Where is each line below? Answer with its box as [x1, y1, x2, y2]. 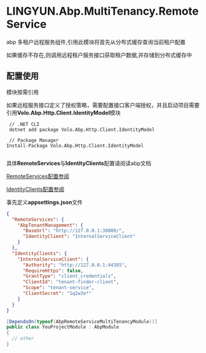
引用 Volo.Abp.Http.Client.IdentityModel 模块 [6, 109, 121, 116]
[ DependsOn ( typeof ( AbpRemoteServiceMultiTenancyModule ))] [6, 318, 158, 325]
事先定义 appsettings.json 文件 [6, 198, 83, 206]
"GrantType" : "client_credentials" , [22, 273, 116, 280]
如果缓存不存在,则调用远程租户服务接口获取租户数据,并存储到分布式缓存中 [6, 51, 193, 59]
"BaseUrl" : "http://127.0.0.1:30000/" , [22, 228, 124, 234]
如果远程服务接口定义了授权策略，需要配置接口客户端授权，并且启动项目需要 [6, 101, 200, 108]
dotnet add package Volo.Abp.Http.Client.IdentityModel [9, 127, 155, 133]
